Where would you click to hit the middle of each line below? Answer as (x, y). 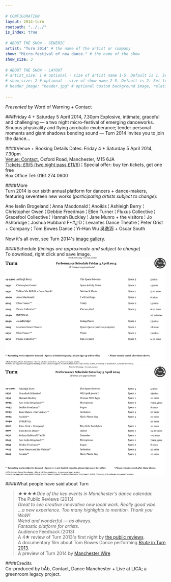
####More (17, 185)
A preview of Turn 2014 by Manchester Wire (64, 553)
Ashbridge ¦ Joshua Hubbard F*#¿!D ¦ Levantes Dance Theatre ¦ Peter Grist (84, 222)
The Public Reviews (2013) (46, 499)
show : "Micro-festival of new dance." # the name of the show (73, 54)
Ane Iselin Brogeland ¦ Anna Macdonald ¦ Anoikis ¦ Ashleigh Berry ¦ (75, 206)
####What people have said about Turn (47, 483)
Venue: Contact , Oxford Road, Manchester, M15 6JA (60, 159)
